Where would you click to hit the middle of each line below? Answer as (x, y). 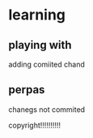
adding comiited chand (46, 64)
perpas (27, 90)
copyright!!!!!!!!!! (35, 125)
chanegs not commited (47, 109)
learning (37, 15)
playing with (40, 45)
